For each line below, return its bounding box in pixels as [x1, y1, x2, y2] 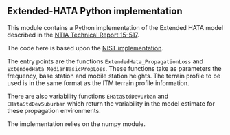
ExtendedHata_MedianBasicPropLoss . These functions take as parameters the [7, 64, 222, 72]
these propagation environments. [7, 106, 101, 115]
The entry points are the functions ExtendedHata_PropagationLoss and [7, 57, 204, 65]
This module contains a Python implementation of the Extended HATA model [7, 23, 224, 31]
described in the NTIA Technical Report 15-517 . [7, 31, 139, 39]
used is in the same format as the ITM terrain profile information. [7, 78, 190, 87]
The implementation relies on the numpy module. [7, 119, 146, 128]
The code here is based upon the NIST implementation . [7, 44, 163, 52]
